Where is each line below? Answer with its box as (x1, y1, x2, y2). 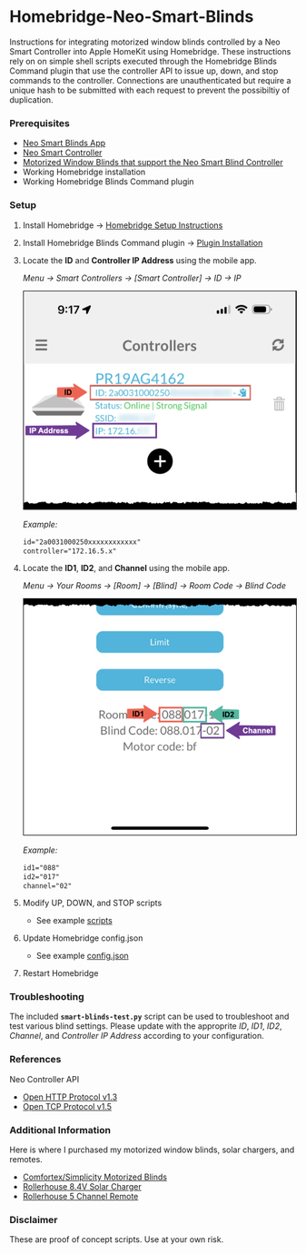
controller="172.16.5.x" (22, 547, 117, 556)
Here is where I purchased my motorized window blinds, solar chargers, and (9, 1144, 295, 1155)
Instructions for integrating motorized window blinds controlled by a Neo (9, 36, 281, 47)
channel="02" (22, 882, 73, 891)
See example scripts (35, 915, 114, 925)
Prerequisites (9, 116, 70, 129)
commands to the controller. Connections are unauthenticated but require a (9, 74, 291, 85)
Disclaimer (9, 1213, 58, 1226)
